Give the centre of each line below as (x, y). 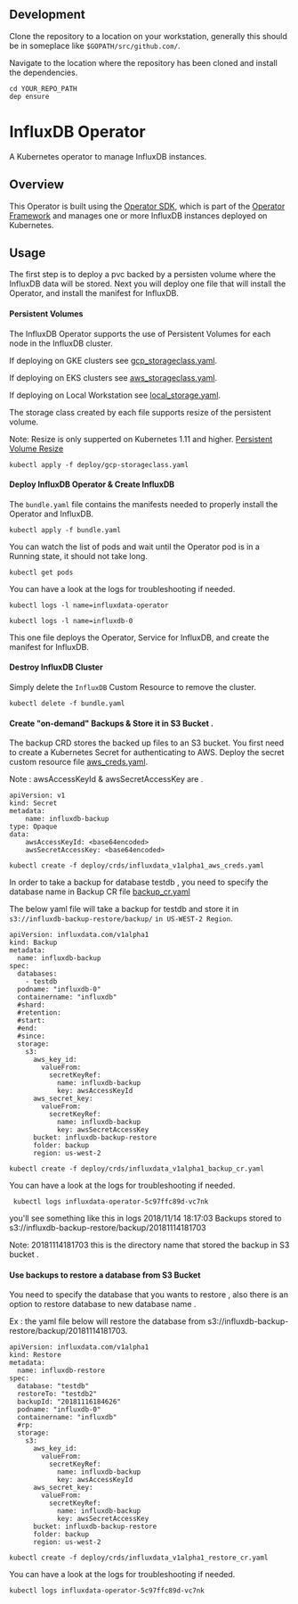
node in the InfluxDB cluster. (61, 343)
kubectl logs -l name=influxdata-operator (89, 605)
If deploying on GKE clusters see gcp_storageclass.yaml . (113, 360)
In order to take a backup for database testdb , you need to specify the (139, 883)
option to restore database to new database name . (103, 1304)
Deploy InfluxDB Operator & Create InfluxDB (92, 484)
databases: (37, 974)
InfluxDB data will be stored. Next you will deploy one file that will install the (148, 284)
